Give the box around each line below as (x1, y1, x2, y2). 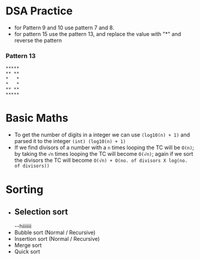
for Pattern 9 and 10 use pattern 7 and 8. (14, 24, 114, 31)
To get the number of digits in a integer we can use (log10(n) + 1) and (14, 131, 190, 138)
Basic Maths (5, 111, 68, 125)
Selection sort (14, 207, 68, 217)
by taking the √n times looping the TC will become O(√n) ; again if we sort (14, 150, 193, 158)
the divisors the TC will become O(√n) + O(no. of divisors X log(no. (14, 157, 188, 164)
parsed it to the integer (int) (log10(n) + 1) (14, 138, 126, 145)
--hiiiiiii (14, 223, 32, 230)
